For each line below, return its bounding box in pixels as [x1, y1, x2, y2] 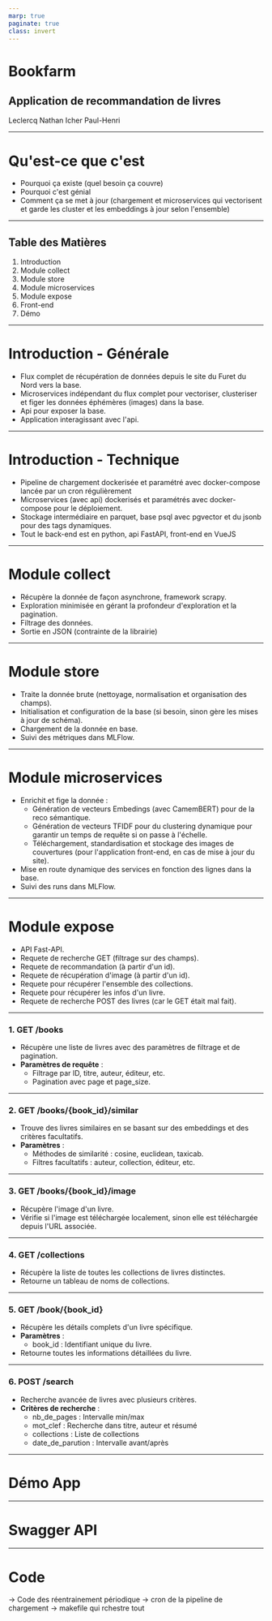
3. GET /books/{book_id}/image [8, 1185, 136, 1197]
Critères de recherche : [19, 1403, 100, 1412]
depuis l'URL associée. [19, 1221, 97, 1231]
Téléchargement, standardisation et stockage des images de [32, 838, 235, 848]
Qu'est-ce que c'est [8, 152, 145, 170]
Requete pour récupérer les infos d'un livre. [19, 987, 166, 997]
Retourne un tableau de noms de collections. [19, 1275, 170, 1286]
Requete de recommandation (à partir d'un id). [19, 961, 176, 971]
